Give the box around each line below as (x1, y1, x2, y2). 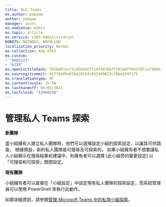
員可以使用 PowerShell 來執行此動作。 (5, 186, 83, 192)
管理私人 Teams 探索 (5, 113, 90, 124)
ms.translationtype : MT (5, 76, 54, 81)
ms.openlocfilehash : (5, 67, 48, 72)
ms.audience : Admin (5, 26, 45, 31)
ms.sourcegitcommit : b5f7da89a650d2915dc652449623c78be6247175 (5, 72, 138, 77)
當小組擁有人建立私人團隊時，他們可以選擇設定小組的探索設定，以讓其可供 (5, 140, 157, 146)
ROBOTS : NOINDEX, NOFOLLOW (5, 40, 61, 44)
